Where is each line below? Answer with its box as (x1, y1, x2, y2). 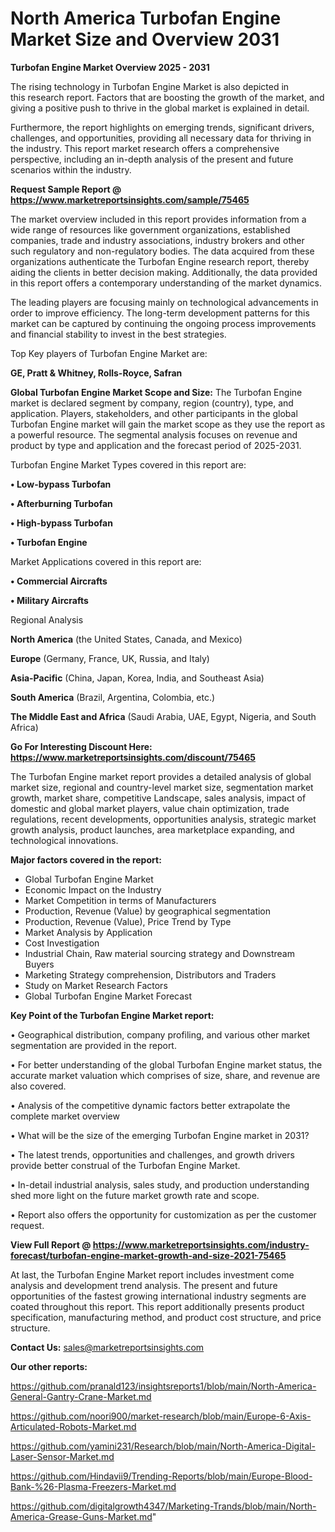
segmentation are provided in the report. (10, 1039, 177, 1051)
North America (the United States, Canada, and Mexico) (10, 633, 243, 645)
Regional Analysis (10, 613, 84, 626)
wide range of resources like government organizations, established (10, 223, 291, 236)
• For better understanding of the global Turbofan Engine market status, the (10, 1058, 323, 1071)
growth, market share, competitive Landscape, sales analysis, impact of (10, 792, 307, 804)
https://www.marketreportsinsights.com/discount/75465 (10, 751, 256, 763)
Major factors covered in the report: (10, 853, 162, 866)
